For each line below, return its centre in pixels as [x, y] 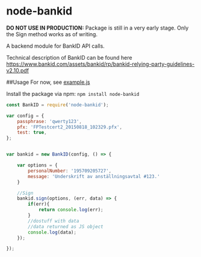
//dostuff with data [54, 221]
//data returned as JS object [66, 227]
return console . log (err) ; [71, 210]
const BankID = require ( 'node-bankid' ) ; [58, 105]
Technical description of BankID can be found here [69, 57]
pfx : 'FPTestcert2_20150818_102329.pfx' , [70, 127]
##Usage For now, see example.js [48, 82]
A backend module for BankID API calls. [56, 46]
